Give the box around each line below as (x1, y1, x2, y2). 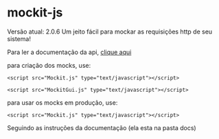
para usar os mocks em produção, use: (7, 98, 118, 107)
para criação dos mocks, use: (7, 61, 91, 69)
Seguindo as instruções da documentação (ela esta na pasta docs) (7, 123, 197, 131)
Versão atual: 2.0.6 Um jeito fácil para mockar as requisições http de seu (7, 27, 213, 36)
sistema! (7, 34, 31, 42)
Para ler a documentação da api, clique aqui (7, 48, 132, 56)
